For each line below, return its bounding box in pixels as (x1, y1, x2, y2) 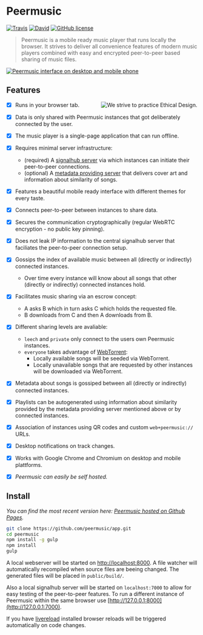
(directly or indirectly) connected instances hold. (24, 281, 146, 289)
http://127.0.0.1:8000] (109, 597, 162, 604)
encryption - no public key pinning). (15, 225, 105, 233)
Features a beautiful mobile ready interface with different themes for (15, 188, 186, 195)
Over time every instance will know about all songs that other (24, 275, 177, 282)
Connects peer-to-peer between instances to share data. (15, 206, 158, 214)
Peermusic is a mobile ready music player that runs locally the (21, 36, 176, 43)
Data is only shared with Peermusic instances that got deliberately (15, 113, 181, 121)
